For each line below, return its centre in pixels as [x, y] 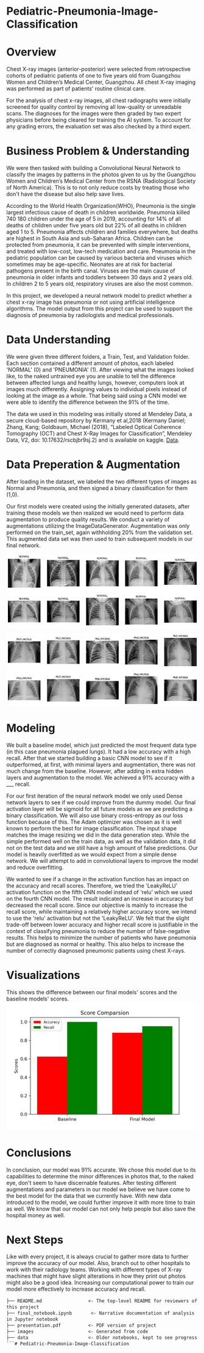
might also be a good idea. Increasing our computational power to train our [100, 1283]
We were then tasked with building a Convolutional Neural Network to [93, 168]
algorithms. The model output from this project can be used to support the [100, 309]
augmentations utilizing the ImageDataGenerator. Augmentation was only [98, 526]
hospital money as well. [36, 1215]
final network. [24, 545]
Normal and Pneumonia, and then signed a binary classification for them [97, 488]
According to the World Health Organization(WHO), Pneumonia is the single [101, 206]
